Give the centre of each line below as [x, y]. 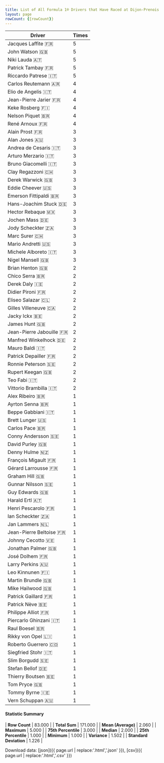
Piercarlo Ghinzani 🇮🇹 [34, 621]
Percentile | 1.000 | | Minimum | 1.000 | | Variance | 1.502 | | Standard [76, 735]
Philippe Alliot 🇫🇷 [28, 613]
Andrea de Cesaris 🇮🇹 [34, 148]
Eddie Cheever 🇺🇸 [29, 188]
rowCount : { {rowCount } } [29, 19]
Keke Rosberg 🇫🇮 [29, 108]
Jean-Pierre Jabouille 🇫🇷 [38, 332]
